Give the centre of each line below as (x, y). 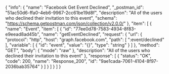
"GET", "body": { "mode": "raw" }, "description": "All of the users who (78, 50)
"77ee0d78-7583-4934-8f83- (104, 29)
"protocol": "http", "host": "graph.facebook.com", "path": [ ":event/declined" (85, 40)
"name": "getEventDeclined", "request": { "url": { (92, 34)
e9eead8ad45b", (23, 34)
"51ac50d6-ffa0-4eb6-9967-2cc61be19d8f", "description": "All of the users (84, 13)
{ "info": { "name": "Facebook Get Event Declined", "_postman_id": (75, 7)
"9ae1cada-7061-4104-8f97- (128, 61)
